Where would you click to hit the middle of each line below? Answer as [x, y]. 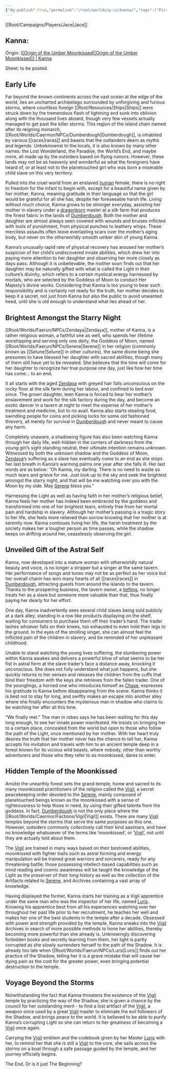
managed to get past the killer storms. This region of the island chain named [86, 124]
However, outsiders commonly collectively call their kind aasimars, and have [86, 827]
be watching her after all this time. [41, 707]
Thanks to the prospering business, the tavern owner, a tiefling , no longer [83, 589]
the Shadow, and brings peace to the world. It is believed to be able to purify [86, 1017]
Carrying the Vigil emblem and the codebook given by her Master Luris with [85, 1038]
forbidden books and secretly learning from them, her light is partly [76, 939]
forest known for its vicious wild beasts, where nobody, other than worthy [83, 749]
